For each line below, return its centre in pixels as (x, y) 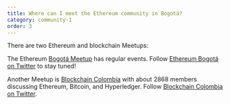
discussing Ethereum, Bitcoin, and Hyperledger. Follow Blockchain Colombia (115, 87)
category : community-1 (39, 20)
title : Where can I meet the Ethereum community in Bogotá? (95, 13)
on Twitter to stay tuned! (42, 66)
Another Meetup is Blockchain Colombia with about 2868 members (102, 79)
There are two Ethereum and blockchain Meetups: (78, 46)
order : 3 (20, 26)
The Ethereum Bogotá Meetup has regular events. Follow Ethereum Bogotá (113, 59)
